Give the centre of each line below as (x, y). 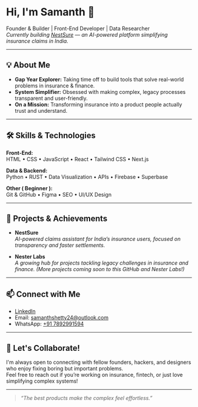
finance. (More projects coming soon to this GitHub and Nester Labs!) (100, 269)
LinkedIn (25, 311)
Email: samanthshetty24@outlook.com (62, 318)
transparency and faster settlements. (60, 245)
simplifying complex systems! (42, 381)
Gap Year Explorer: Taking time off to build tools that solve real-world (99, 79)
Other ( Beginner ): (29, 188)
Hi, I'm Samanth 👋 (50, 12)
